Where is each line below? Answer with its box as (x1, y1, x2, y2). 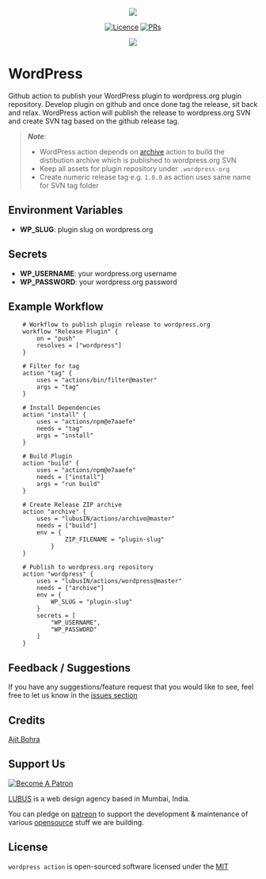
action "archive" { (22, 508, 87, 516)
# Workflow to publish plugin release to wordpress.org (22, 321, 211, 329)
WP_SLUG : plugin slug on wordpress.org (19, 224, 154, 234)
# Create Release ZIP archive (22, 501, 123, 509)
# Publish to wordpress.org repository (22, 563, 154, 572)
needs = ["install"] (36, 474, 104, 481)
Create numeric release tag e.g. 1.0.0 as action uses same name (39, 172, 251, 181)
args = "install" (36, 432, 93, 439)
